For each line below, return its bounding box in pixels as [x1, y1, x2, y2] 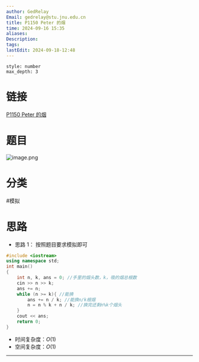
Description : [6, 36, 38, 42]
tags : [6, 42, 20, 48]
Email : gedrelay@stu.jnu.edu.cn [6, 14, 86, 20]
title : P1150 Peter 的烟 [6, 20, 66, 25]
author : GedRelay [6, 8, 49, 15]
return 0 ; [17, 319, 41, 325]
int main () [6, 264, 33, 270]
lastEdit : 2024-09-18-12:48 [6, 47, 76, 53]
